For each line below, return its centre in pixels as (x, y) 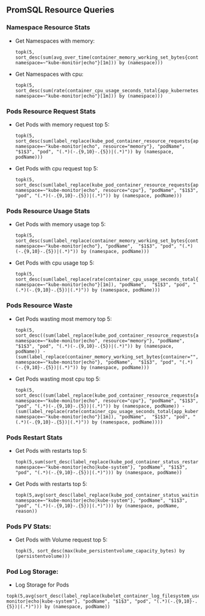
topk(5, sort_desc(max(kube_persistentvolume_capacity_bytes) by (100, 551)
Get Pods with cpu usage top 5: (55, 263)
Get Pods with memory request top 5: (62, 124)
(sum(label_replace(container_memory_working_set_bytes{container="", (107, 357)
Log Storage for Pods (42, 585)
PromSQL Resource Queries (60, 10)
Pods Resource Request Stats (51, 111)
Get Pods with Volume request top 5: (61, 540)
